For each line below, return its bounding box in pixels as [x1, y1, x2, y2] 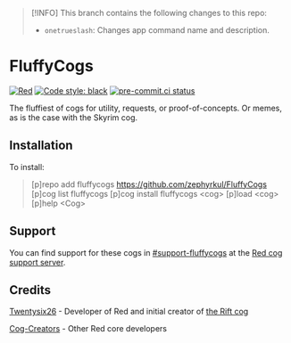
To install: [9, 161, 45, 172]
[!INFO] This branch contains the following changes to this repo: [30, 8, 268, 18]
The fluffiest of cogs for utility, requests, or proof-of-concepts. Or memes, [9, 102, 283, 113]
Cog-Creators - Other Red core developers [9, 323, 168, 334]
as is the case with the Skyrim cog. [9, 111, 138, 123]
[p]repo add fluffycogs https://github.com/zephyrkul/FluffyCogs [30, 178, 268, 190]
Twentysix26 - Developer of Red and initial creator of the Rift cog [9, 306, 249, 317]
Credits [9, 282, 52, 298]
